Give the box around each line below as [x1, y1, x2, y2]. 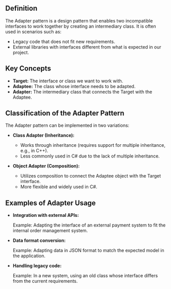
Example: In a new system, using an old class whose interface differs [12, 273, 158, 279]
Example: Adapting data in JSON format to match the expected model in [12, 248, 164, 254]
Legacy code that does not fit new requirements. [12, 38, 115, 45]
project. [12, 49, 29, 55]
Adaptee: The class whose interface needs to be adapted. [12, 83, 136, 89]
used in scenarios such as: [5, 28, 62, 35]
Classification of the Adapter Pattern [5, 109, 125, 118]
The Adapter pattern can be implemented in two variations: [5, 122, 130, 128]
